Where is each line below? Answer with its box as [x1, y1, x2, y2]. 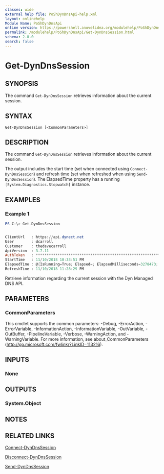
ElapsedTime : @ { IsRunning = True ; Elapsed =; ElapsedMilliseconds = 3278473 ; [5, 262, 159, 267]
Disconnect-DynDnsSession [5, 454, 62, 460]
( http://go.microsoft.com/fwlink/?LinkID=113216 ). [5, 341, 103, 347]
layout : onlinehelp [5, 16, 45, 21]
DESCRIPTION [5, 138, 49, 146]
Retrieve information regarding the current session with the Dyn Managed [5, 275, 153, 281]
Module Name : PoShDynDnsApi [5, 21, 62, 26]
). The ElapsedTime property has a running [33, 176, 120, 182]
